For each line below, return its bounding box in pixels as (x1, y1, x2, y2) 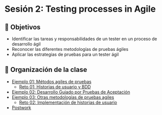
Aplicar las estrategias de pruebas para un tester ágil (11, 51, 119, 57)
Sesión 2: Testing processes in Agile (4, 3, 156, 15)
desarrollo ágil (11, 41, 41, 47)
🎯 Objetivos (4, 23, 41, 31)
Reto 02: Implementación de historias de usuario (19, 99, 117, 105)
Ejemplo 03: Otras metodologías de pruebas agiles (11, 94, 114, 100)
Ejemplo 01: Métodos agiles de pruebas (11, 78, 92, 84)
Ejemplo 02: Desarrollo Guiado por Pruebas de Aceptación (11, 89, 131, 95)
